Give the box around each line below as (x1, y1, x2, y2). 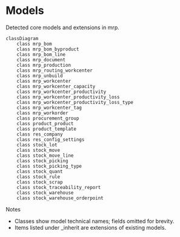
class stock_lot (16, 142, 58, 148)
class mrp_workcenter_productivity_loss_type (16, 99, 134, 105)
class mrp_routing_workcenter (16, 67, 93, 74)
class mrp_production (16, 62, 71, 68)
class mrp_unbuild (16, 72, 63, 79)
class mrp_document (16, 57, 66, 63)
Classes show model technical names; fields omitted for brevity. (14, 217, 175, 225)
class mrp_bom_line (16, 51, 66, 58)
